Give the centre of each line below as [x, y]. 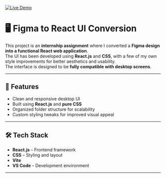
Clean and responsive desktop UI [46, 98]
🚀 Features [22, 87]
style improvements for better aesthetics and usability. [61, 61]
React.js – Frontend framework [44, 150]
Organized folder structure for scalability [54, 109]
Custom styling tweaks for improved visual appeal [63, 114]
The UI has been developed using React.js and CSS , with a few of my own [81, 56]
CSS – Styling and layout [37, 155]
